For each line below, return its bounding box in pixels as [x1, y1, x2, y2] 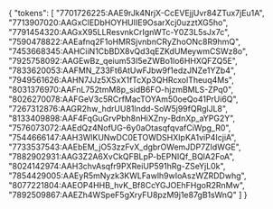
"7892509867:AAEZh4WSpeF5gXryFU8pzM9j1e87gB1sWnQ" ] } [8, 189, 248, 200]
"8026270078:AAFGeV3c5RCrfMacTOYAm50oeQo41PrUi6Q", [8, 94, 239, 104]
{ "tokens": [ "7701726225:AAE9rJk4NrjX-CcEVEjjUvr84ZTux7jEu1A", [8, 8, 265, 18]
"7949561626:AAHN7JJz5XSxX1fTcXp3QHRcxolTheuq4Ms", [8, 75, 234, 85]
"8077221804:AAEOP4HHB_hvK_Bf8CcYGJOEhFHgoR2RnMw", [8, 180, 245, 190]
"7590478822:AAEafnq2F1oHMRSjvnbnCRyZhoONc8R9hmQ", [8, 36, 241, 47]
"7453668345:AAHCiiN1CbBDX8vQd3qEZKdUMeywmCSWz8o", [8, 46, 248, 57]
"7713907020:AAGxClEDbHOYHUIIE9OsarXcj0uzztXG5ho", [8, 17, 229, 28]
